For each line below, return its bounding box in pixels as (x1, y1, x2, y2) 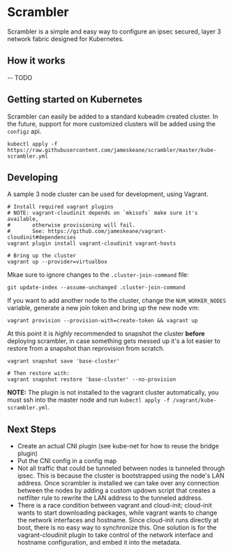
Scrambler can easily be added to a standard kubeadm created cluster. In (7, 112, 218, 121)
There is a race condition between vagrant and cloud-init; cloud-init (17, 501, 213, 510)
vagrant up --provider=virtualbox (7, 259, 108, 266)
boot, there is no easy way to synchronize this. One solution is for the (17, 524, 217, 532)
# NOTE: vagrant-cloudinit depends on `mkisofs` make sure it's (7, 210, 198, 217)
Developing (7, 172, 58, 183)
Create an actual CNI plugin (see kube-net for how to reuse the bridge (17, 442, 220, 450)
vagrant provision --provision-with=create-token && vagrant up (7, 317, 198, 324)
